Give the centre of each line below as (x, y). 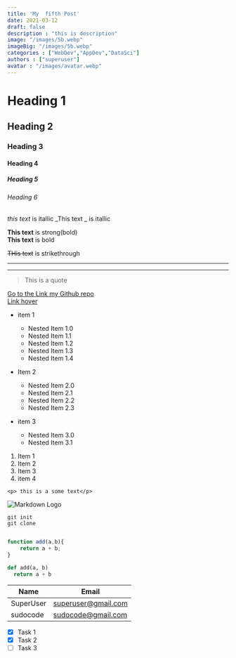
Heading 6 (22, 197)
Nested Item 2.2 (51, 400)
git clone (22, 524)
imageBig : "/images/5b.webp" (50, 46)
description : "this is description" (63, 33)
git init (20, 518)
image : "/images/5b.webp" (45, 40)
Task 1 (27, 632)
